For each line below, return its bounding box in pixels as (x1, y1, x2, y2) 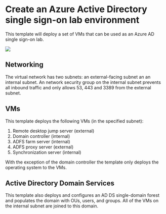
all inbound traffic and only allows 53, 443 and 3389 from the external (5, 84, 151, 90)
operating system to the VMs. (5, 164, 67, 170)
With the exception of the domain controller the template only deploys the (5, 159, 159, 165)
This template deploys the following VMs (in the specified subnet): (5, 118, 144, 124)
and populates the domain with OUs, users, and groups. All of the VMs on (5, 198, 158, 204)
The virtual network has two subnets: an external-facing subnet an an (5, 74, 151, 80)
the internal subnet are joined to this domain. (5, 203, 99, 209)
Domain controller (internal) (12, 133, 70, 139)
